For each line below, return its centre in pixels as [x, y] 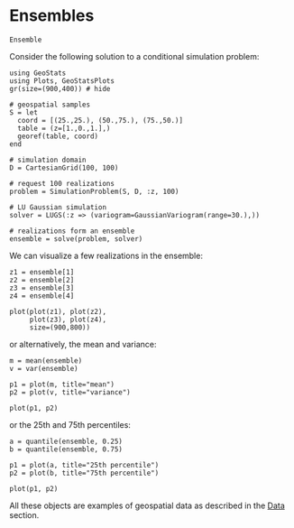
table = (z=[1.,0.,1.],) [64, 128]
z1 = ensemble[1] [42, 272]
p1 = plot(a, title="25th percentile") [84, 465]
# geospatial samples [50, 105]
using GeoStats [38, 73]
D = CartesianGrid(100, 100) [64, 168]
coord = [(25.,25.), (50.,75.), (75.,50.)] [100, 120]
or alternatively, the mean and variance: [83, 344]
